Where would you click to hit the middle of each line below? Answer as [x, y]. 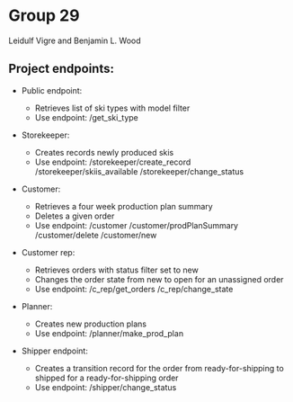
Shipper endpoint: [55, 351]
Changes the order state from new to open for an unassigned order [159, 279]
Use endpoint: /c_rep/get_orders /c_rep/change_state [134, 289]
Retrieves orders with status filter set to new [116, 270]
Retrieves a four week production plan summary [124, 206]
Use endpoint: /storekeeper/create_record [113, 162]
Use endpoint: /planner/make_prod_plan [109, 333]
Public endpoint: [52, 90]
